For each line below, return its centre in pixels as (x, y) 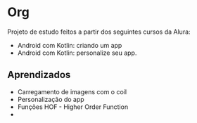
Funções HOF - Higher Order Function (73, 107)
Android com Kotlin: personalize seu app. (77, 53)
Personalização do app (51, 99)
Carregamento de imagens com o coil (72, 91)
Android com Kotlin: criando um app (70, 45)
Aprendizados (39, 75)
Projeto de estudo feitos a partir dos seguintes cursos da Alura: (99, 32)
